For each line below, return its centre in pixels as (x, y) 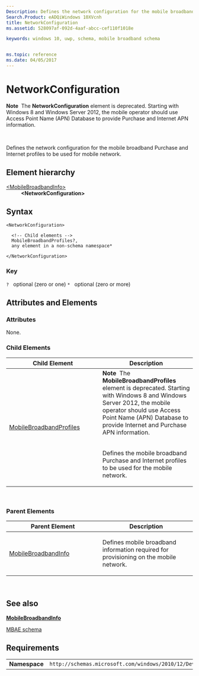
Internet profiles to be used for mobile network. (64, 154)
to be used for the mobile (137, 468)
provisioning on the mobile (139, 557)
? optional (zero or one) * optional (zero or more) (68, 284)
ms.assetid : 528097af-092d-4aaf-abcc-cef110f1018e (70, 28)
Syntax (20, 212)
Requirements (33, 648)
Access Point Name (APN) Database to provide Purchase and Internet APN (97, 118)
